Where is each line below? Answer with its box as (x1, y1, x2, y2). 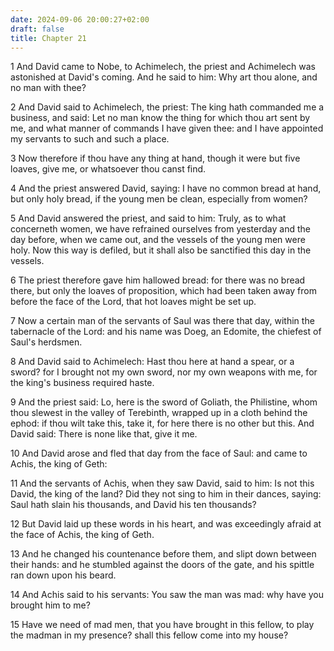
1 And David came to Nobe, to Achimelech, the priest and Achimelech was (10, 61, 316, 73)
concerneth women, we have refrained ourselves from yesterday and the (10, 223, 311, 235)
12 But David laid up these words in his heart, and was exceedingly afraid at (10, 518, 322, 530)
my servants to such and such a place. (10, 133, 170, 145)
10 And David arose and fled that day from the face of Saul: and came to (10, 447, 308, 460)
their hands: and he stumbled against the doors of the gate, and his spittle (10, 559, 315, 571)
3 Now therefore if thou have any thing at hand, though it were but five (10, 152, 301, 165)
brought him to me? (10, 599, 91, 611)
